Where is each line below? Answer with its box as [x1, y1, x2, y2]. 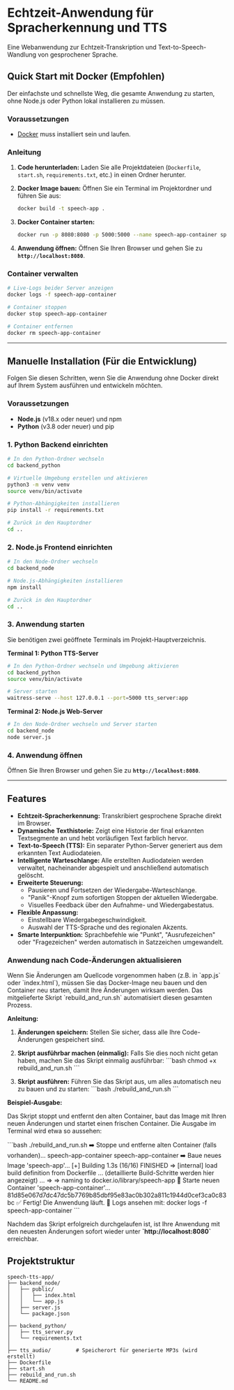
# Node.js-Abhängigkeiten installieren [7, 577, 123, 585]
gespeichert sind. [54, 1036, 105, 1044]
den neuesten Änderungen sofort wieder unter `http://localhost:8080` [7, 1227, 211, 1235]
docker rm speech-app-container [7, 329, 101, 336]
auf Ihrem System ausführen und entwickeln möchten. [7, 381, 163, 389]
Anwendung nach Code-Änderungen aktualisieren [7, 955, 182, 965]
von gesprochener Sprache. [38, 50, 118, 59]
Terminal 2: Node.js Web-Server [7, 708, 103, 716]
